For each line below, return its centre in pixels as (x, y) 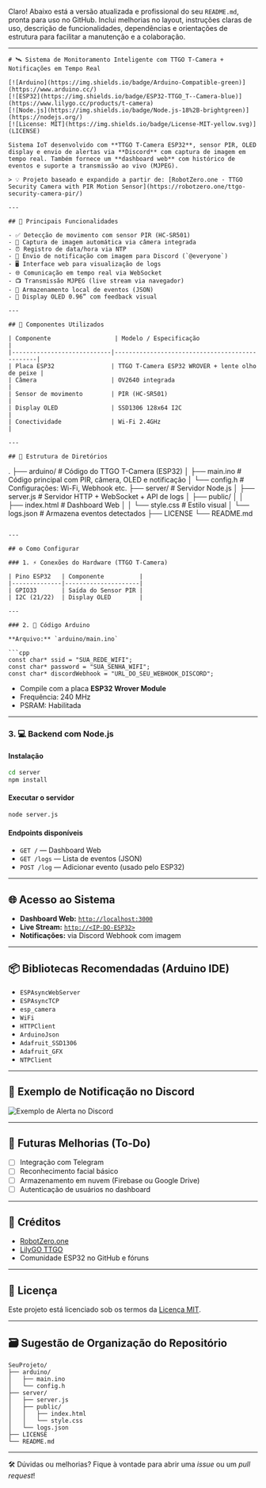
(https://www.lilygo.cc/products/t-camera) (81, 103)
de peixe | (26, 373)
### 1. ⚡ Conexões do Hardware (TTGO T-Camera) (88, 563)
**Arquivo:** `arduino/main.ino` (63, 639)
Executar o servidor (42, 798)
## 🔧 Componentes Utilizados (56, 325)
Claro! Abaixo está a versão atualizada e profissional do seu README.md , (123, 12)
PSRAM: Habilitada (50, 705)
